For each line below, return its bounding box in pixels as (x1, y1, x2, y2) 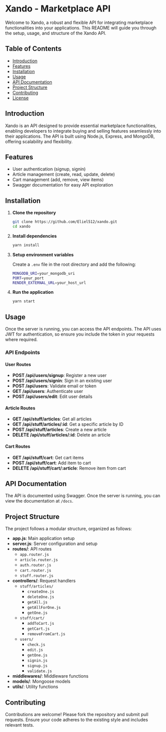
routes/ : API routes (12, 546, 52, 552)
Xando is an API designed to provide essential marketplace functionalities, (5, 123, 157, 129)
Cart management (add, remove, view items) (12, 177, 104, 183)
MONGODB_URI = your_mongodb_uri (12, 271, 76, 276)
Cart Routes (5, 443, 31, 449)
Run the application (12, 289, 54, 295)
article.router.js (19, 557, 58, 562)
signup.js (27, 664, 48, 669)
